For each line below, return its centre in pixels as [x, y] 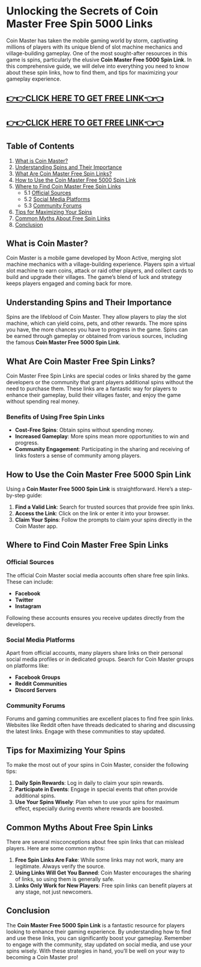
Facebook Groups [37, 677]
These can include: [30, 582]
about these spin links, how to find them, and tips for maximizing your [92, 72]
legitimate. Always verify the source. [60, 866]
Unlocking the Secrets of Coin [82, 11]
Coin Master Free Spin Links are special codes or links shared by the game [98, 376]
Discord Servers [36, 690]
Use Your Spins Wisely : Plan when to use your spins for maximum [97, 802]
